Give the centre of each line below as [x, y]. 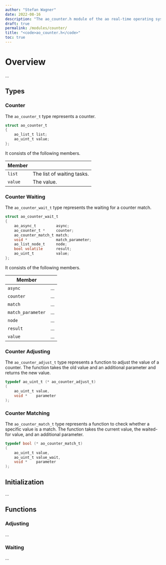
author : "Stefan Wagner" [31, 10]
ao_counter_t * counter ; [44, 230]
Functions [21, 510]
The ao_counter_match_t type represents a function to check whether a [77, 424]
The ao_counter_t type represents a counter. [51, 116]
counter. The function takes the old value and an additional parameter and [81, 368]
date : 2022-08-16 [23, 14]
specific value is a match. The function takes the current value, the [73, 429]
